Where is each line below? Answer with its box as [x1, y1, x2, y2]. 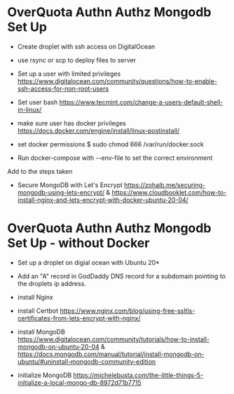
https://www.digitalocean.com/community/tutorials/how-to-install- [17, 334, 210, 344]
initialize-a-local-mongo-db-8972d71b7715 [17, 378, 142, 386]
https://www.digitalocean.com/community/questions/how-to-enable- [17, 76, 217, 85]
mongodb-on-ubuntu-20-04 [17, 342, 99, 351]
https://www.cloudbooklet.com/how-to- [111, 188, 227, 196]
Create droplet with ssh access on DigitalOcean [17, 42, 156, 50]
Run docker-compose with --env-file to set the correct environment [17, 154, 213, 162]
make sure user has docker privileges [17, 118, 126, 127]
